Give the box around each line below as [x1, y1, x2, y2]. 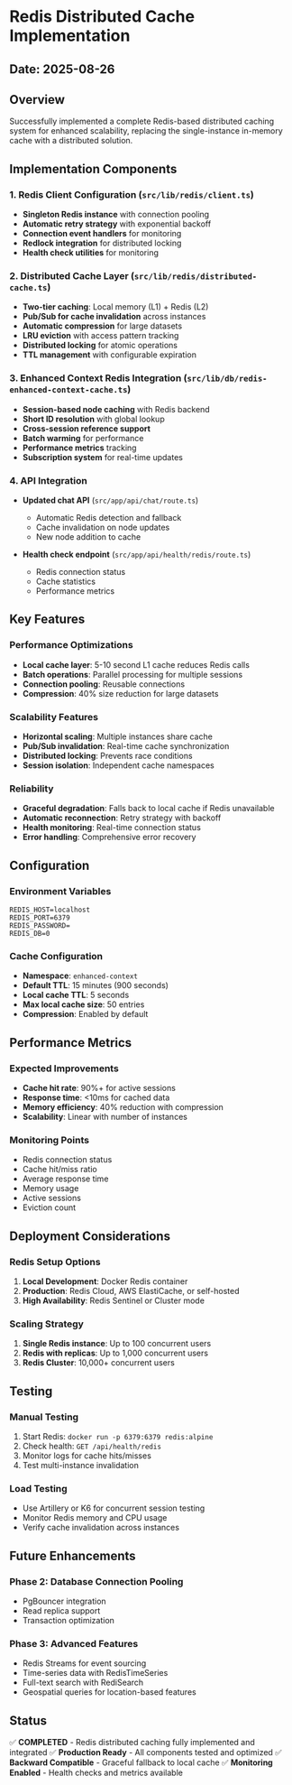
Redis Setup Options [9, 1255, 101, 1268]
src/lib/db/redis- [187, 374, 268, 384]
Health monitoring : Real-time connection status [22, 822, 201, 833]
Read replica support [22, 1605, 101, 1616]
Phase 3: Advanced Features [9, 1637, 139, 1650]
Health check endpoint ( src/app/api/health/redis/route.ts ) [22, 549, 251, 560]
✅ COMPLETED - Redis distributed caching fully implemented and [9, 1736, 255, 1747]
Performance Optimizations [9, 639, 133, 652]
